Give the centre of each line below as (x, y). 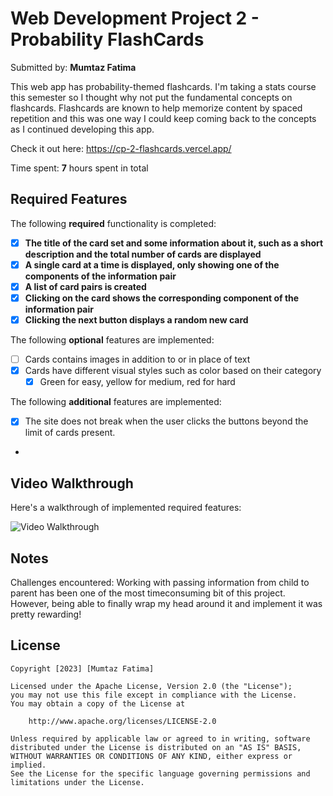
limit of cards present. (70, 433)
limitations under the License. (77, 782)
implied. (28, 765)
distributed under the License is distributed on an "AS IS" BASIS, (156, 747)
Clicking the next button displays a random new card (136, 320)
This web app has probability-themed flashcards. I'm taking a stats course (163, 86)
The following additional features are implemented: (116, 402)
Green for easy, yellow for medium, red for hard (137, 382)
